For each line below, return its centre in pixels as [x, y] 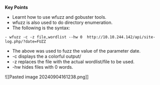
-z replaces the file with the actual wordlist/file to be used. [73, 62]
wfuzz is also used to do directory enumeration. [62, 23]
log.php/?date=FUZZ [25, 41]
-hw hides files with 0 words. [43, 67]
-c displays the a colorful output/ [47, 56]
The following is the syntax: [41, 28]
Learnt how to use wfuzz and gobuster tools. [59, 17]
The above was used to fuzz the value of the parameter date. [76, 51]
